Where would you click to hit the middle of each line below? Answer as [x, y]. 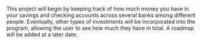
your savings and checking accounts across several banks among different [101, 15]
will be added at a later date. [42, 35]
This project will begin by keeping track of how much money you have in [98, 9]
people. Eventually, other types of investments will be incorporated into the [101, 21]
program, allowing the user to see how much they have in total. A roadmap [100, 28]
